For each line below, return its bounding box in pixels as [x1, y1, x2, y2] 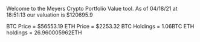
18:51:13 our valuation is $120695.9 [6, 11, 94, 18]
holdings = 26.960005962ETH [6, 29, 83, 36]
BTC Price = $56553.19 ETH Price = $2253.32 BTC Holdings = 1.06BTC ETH [6, 23, 195, 30]
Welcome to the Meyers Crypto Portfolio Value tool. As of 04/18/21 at [6, 5, 178, 12]
